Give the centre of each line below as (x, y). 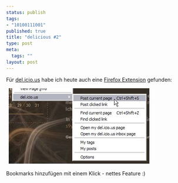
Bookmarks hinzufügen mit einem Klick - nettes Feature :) (76, 173)
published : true (26, 31)
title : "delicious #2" (34, 37)
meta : (13, 50)
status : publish (26, 12)
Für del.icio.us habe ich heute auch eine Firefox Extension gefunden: (89, 79)
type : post (19, 44)
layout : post (22, 62)
